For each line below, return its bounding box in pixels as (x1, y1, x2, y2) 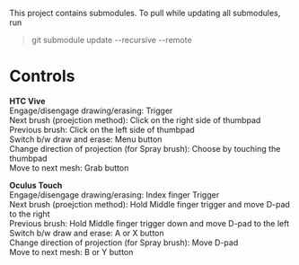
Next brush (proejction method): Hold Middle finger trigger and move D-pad (9, 199, 290, 209)
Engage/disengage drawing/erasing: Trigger (9, 105, 173, 116)
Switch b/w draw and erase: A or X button (9, 227, 164, 238)
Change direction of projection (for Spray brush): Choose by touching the (9, 143, 281, 154)
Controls (9, 66, 75, 86)
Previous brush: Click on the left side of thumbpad (9, 124, 195, 135)
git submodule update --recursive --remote (31, 35, 192, 45)
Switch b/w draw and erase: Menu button (9, 134, 163, 145)
